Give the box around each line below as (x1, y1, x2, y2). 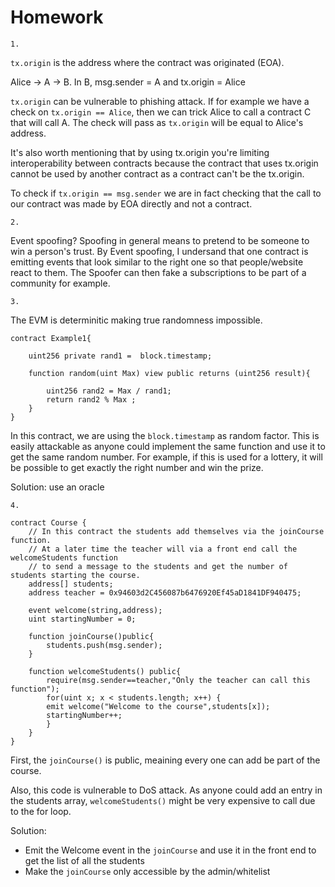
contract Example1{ (10, 333, 92, 343)
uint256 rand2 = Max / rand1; (46, 386, 172, 396)
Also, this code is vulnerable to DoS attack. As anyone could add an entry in (10, 784, 323, 796)
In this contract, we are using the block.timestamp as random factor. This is (10, 429, 320, 441)
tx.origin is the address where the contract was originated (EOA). (10, 56, 285, 68)
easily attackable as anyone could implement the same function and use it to (10, 440, 326, 452)
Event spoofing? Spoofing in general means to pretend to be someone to (10, 234, 310, 246)
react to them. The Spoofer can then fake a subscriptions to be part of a (10, 266, 307, 278)
